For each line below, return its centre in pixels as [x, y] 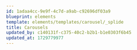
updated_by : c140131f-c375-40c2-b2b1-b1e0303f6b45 [69, 33]
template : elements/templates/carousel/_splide [65, 22]
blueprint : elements [31, 17]
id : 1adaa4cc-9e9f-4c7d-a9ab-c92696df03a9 [58, 11]
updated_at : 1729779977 [35, 38]
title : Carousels [27, 27]
